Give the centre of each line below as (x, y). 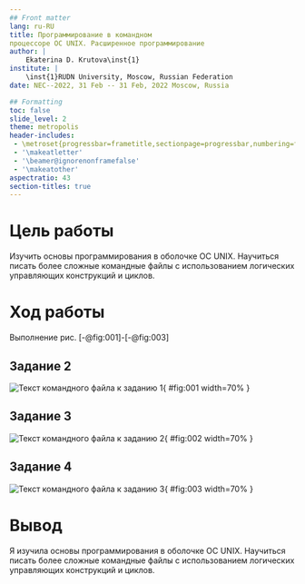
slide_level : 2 (38, 119)
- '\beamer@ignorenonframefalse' (77, 161)
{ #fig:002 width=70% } (209, 438)
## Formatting (36, 102)
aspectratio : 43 (40, 178)
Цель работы (62, 231)
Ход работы (57, 312)
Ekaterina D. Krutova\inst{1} (83, 60)
